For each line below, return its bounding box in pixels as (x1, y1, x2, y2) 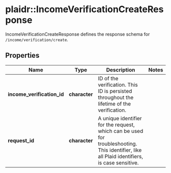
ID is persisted (98, 87, 132, 94)
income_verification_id (8, 90, 64, 97)
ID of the (98, 75, 119, 82)
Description (106, 66, 135, 73)
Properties (5, 51, 40, 60)
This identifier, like (98, 146, 142, 153)
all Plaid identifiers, (98, 153, 144, 160)
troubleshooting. (98, 140, 137, 147)
